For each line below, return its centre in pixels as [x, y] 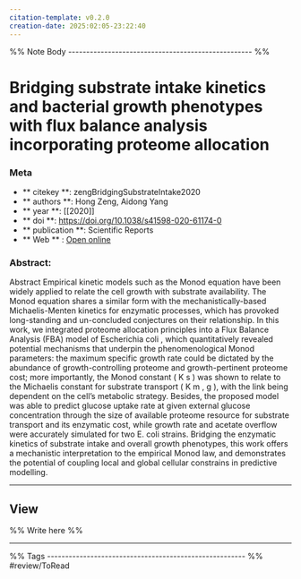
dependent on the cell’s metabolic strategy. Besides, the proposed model [144, 396]
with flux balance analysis [108, 125]
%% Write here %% [46, 531]
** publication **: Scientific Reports [88, 230]
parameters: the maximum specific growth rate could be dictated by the [142, 358]
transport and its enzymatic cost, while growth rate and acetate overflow [143, 425]
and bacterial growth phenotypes [136, 106]
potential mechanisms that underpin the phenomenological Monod [132, 349]
